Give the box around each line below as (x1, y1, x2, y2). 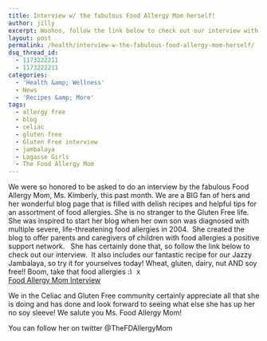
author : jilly (8, 19, 56, 27)
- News (15, 85, 37, 94)
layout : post (8, 34, 52, 42)
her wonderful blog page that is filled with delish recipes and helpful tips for (8, 199, 257, 208)
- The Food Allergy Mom (15, 161, 94, 169)
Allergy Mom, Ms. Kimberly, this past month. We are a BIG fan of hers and (8, 191, 250, 200)
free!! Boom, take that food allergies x (8, 267, 141, 276)
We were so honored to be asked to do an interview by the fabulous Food (8, 182, 249, 192)
